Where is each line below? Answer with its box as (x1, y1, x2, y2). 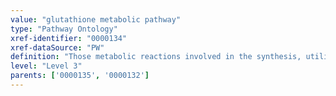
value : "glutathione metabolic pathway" (10, 14, 182, 25)
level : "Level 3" (10, 61, 83, 71)
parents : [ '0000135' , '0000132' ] (10, 71, 150, 81)
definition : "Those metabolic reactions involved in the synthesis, (10, 52, 302, 62)
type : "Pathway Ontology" (10, 24, 118, 34)
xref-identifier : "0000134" (10, 33, 128, 43)
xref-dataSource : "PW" (10, 42, 105, 53)
